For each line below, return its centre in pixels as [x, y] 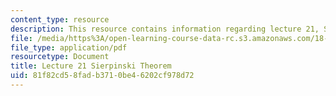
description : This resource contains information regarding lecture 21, [165, 29]
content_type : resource [60, 19]
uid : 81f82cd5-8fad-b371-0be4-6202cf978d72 [102, 76]
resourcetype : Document [60, 57]
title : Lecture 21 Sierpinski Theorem [91, 66]
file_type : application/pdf [69, 47]
